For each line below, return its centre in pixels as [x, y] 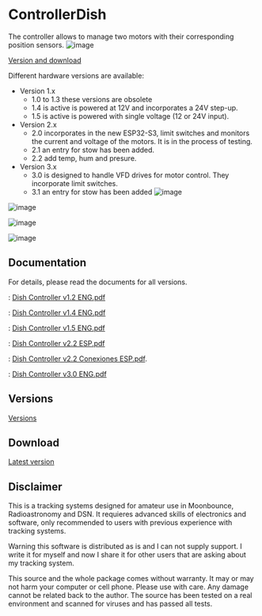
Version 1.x [37, 91]
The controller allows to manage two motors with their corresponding [121, 36]
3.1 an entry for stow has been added [92, 192]
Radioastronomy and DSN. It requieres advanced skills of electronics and [127, 514]
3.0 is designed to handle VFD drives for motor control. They [130, 175]
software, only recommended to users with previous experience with [120, 523]
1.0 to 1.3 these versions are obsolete [92, 99]
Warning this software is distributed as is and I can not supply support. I [125, 546]
